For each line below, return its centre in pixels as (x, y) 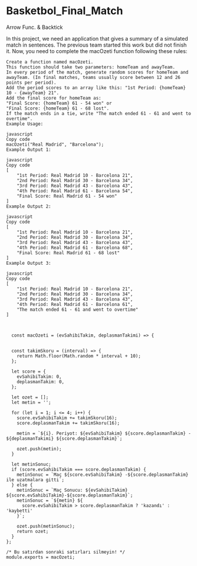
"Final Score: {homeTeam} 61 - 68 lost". (58, 108)
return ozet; (33, 531)
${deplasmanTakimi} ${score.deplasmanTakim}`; (64, 438)
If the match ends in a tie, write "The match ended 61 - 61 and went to (99, 113)
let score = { (29, 371)
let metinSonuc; (31, 464)
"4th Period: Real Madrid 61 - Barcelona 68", (75, 248)
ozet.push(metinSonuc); (46, 526)
